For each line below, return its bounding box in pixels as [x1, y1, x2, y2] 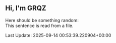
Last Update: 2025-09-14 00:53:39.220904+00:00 [5, 32, 111, 38]
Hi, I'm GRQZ [5, 4, 46, 12]
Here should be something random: [5, 17, 79, 23]
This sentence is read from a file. [5, 22, 74, 28]
